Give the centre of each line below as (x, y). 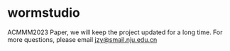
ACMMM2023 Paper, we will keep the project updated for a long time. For (115, 32)
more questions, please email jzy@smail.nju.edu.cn (82, 39)
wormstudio (44, 13)
